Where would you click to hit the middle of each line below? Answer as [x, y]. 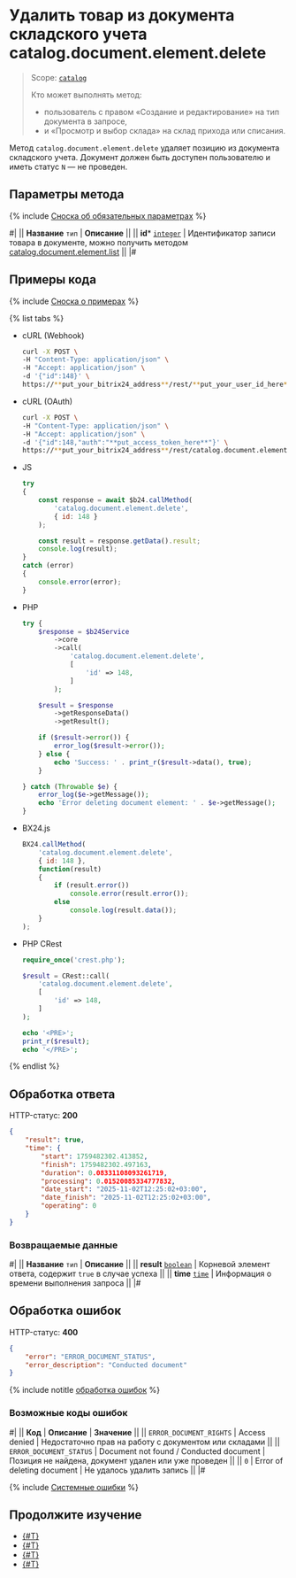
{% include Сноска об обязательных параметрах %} [108, 216]
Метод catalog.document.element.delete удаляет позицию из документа [144, 148]
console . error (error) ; [80, 582]
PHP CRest [42, 943]
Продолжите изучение [76, 1515]
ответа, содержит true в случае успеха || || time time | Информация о [140, 1274]
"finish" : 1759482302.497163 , [96, 1164]
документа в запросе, [86, 121]
